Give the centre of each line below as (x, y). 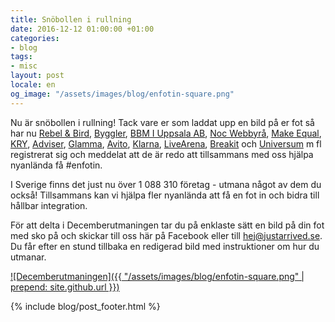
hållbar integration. (49, 205)
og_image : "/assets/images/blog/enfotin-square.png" (122, 94)
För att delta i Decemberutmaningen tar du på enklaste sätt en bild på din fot (167, 225)
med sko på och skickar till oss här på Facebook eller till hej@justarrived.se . (166, 235)
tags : (21, 57)
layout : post (37, 76)
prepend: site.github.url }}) (65, 287)
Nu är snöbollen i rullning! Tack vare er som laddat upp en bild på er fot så (162, 122)
